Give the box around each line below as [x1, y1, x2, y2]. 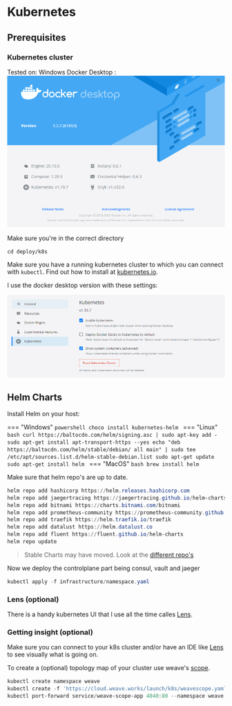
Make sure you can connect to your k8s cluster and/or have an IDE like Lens [7, 643, 224, 651]
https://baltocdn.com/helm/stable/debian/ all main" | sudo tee [7, 446, 196, 453]
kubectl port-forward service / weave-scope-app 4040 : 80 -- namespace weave [7, 693, 224, 700]
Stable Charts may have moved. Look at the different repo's [23, 550, 194, 559]
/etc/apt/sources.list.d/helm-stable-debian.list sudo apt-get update [7, 453, 215, 460]
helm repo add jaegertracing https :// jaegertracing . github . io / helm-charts [7, 494, 227, 501]
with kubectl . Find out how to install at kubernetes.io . [7, 268, 159, 276]
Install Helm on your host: [7, 409, 80, 418]
